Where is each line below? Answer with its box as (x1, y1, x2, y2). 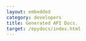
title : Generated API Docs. (6, 20, 79, 26)
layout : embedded (6, 8, 51, 15)
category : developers (6, 14, 62, 20)
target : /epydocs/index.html (6, 25, 81, 32)
